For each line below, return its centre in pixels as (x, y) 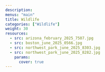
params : (22, 57)
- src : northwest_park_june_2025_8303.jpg (55, 48)
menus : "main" (20, 15)
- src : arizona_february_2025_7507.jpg (52, 39)
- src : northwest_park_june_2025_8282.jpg (55, 52)
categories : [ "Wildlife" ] (32, 24)
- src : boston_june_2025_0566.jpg (46, 43)
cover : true (31, 62)
